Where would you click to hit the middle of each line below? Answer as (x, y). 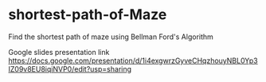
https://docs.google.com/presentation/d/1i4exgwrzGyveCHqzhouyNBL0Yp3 (133, 61)
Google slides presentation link (59, 52)
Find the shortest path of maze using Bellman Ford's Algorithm (111, 37)
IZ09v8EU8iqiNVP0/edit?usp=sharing (70, 68)
